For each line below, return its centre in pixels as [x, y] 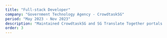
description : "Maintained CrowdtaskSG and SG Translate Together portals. [85, 23]
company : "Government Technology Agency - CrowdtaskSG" [65, 14]
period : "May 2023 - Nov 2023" [38, 19]
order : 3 [14, 28]
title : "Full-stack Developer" [38, 10]
